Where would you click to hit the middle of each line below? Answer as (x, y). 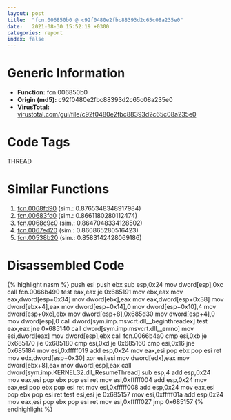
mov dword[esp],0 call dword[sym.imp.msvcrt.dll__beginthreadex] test (108, 321)
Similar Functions (58, 189)
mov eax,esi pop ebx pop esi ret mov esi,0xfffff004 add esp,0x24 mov (107, 379)
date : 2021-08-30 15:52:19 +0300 (58, 26)
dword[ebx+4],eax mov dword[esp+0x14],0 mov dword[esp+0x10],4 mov (112, 306)
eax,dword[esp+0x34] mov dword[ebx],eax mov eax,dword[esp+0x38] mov (115, 299)
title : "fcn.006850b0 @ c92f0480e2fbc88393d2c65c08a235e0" (96, 20)
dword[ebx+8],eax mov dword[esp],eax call (69, 365)
